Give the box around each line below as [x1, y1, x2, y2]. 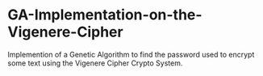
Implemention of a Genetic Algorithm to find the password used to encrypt [7, 49, 255, 59]
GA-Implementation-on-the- [7, 6, 202, 24]
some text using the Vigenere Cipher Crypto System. [7, 58, 183, 68]
